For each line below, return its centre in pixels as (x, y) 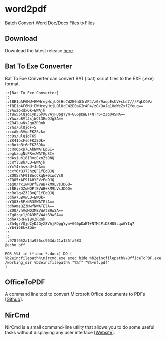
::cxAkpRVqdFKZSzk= (25, 132)
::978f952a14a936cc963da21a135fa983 (43, 241)
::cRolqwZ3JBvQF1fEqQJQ (30, 193)
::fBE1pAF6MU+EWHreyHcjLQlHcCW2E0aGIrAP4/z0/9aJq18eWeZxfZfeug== (74, 106)
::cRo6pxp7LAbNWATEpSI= (30, 149)
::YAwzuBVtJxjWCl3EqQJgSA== (34, 119)
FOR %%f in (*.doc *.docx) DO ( (39, 254)
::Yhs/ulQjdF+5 (21, 127)
